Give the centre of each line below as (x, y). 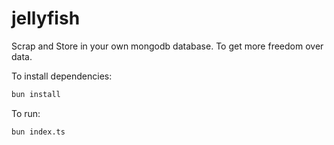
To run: (26, 113)
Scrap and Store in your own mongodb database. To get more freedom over (167, 46)
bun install (36, 94)
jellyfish (46, 18)
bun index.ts (38, 132)
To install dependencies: (62, 76)
